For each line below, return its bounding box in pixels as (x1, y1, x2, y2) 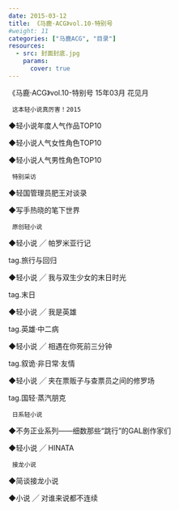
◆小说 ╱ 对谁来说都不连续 (8, 493, 99, 503)
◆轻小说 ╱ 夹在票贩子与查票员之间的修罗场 (8, 376, 156, 385)
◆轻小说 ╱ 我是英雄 (8, 307, 77, 317)
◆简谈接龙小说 (8, 475, 59, 486)
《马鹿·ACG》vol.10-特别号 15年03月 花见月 (8, 87, 149, 97)
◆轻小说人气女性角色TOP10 (8, 138, 102, 147)
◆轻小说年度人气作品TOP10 (8, 121, 102, 130)
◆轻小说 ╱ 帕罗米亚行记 (8, 238, 92, 248)
